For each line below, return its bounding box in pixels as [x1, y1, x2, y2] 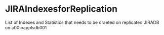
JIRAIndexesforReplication [5, 3, 118, 15]
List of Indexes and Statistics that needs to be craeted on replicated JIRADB [5, 19, 160, 25]
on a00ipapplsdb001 [5, 24, 47, 30]
